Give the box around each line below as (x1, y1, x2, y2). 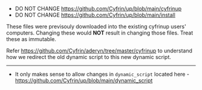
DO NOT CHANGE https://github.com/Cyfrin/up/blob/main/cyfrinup (14, 5, 182, 12)
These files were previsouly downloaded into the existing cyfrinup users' (6, 23, 186, 30)
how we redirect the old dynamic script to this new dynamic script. (6, 54, 171, 60)
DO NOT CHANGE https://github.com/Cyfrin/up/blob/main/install (14, 11, 176, 18)
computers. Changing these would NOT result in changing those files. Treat (6, 29, 194, 36)
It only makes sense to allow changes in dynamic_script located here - (14, 71, 189, 77)
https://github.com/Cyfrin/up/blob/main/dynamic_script (14, 77, 153, 84)
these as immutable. (6, 36, 57, 42)
